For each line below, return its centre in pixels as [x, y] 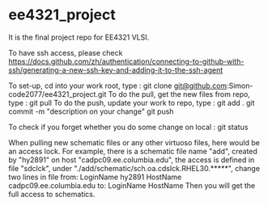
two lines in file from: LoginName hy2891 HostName [95, 177]
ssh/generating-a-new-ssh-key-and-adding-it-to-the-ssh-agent [116, 69]
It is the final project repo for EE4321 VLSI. [79, 37]
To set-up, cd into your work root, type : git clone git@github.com [118, 86]
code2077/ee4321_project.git [57, 94]
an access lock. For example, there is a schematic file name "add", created [133, 151]
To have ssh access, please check [66, 52]
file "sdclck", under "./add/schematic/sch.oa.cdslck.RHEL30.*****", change [134, 168]
